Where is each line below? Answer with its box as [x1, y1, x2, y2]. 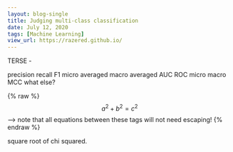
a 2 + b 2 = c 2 [101, 103, 138, 113]
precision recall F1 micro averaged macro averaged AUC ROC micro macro [7, 71, 227, 79]
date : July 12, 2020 [7, 24, 69, 31]
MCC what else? [7, 78, 56, 86]
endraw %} [7, 123, 41, 131]
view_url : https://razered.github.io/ [7, 37, 123, 44]
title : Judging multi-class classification [7, 17, 139, 24]
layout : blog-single [7, 10, 69, 18]
